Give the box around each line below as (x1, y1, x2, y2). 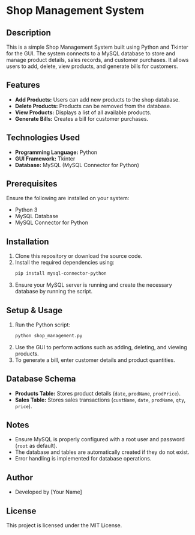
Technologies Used (6, 133, 80, 143)
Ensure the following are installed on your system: (6, 195, 130, 202)
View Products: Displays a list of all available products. (14, 109, 152, 116)
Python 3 (14, 206, 38, 213)
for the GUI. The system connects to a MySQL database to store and (6, 50, 176, 57)
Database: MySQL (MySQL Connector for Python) (14, 161, 139, 168)
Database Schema (6, 374, 76, 384)
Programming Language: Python (14, 148, 98, 156)
